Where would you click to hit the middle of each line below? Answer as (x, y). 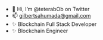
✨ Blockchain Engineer (40, 31)
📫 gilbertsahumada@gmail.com (51, 16)
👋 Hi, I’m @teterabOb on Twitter (51, 9)
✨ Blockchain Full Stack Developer (54, 24)
